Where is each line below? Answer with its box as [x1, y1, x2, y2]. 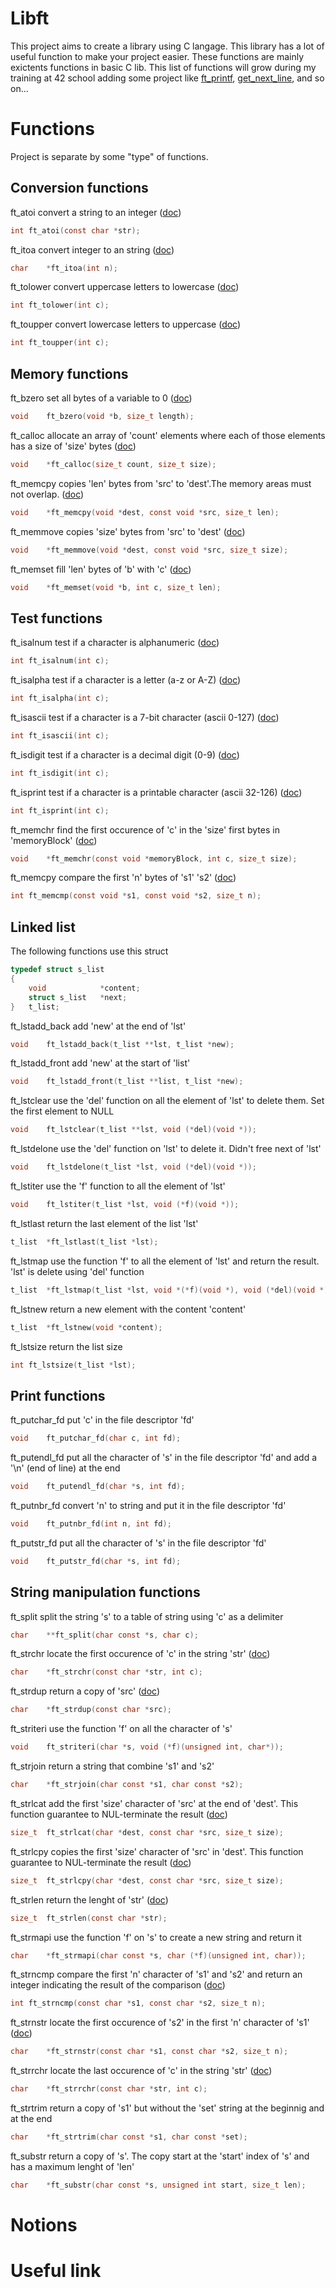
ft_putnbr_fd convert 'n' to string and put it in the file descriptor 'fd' [10, 1499, 287, 1511]
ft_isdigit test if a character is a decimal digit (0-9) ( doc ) [10, 748, 240, 761]
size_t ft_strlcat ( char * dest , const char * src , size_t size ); [10, 1827, 284, 1837]
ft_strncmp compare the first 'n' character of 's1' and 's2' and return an [10, 1968, 303, 1981]
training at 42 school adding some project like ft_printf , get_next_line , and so [10, 72, 325, 84]
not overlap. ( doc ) [10, 488, 85, 500]
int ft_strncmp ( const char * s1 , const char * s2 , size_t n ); [10, 1998, 267, 2009]
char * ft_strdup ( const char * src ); [10, 1705, 172, 1715]
